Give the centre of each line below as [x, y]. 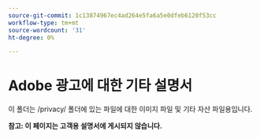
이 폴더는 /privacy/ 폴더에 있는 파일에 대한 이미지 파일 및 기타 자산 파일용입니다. [130, 109]
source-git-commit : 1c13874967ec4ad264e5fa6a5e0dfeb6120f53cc [112, 15]
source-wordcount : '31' [47, 30]
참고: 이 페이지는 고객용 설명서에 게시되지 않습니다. [85, 126]
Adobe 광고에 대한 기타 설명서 [100, 86]
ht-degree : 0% [32, 37]
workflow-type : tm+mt [44, 23]
